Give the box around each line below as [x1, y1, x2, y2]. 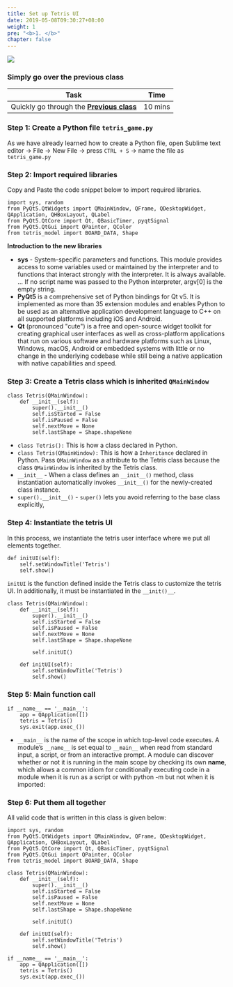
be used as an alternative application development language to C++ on [17, 308, 221, 316]
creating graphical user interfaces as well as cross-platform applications [17, 329, 225, 338]
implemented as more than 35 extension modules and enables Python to [17, 300, 225, 308]
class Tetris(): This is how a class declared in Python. [17, 441, 178, 450]
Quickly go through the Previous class [10, 102, 137, 112]
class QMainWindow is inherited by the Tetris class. [17, 463, 158, 472]
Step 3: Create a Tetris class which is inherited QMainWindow [7, 376, 209, 386]
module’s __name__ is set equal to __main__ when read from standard [17, 743, 213, 751]
